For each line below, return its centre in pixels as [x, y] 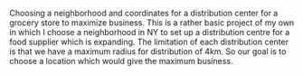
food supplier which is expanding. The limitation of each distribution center [149, 42]
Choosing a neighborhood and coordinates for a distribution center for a [144, 13]
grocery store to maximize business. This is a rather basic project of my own [152, 23]
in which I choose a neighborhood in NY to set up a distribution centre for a [150, 32]
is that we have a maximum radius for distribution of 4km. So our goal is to [148, 52]
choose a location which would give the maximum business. [121, 61]
